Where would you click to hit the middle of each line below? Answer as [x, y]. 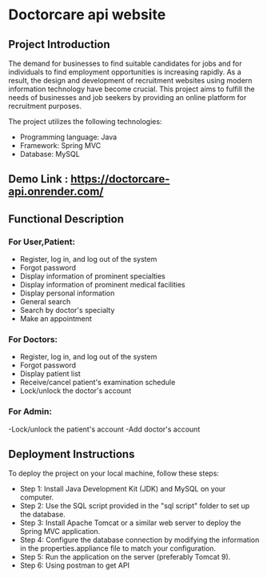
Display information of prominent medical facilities [102, 285]
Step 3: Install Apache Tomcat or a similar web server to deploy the [130, 523]
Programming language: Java [68, 137]
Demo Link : [38, 179]
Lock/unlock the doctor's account [76, 391]
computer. [37, 497]
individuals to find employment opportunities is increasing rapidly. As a [125, 72]
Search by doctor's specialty [67, 311]
